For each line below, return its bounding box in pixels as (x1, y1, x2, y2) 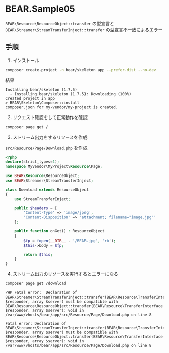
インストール (12, 57, 39, 63)
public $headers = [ (14, 205, 57, 211)
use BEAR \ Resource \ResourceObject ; (5, 173, 80, 179)
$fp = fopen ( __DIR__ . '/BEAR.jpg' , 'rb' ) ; (23, 238, 116, 243)
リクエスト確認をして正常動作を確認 (12, 114, 88, 120)
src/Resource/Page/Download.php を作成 (5, 145, 88, 151)
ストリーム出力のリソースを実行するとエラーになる (12, 271, 118, 277)
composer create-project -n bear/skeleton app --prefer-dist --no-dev (5, 67, 156, 72)
